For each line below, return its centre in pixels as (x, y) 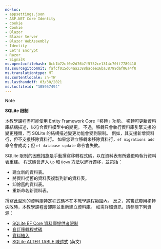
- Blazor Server (21, 37)
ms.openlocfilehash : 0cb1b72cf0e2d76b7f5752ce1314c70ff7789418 (71, 64)
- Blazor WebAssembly (27, 41)
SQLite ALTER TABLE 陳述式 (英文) (47, 241)
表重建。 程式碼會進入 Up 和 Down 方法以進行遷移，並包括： (64, 162)
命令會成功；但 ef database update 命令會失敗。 (54, 145)
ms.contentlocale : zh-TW (30, 77)
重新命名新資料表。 (31, 190)
